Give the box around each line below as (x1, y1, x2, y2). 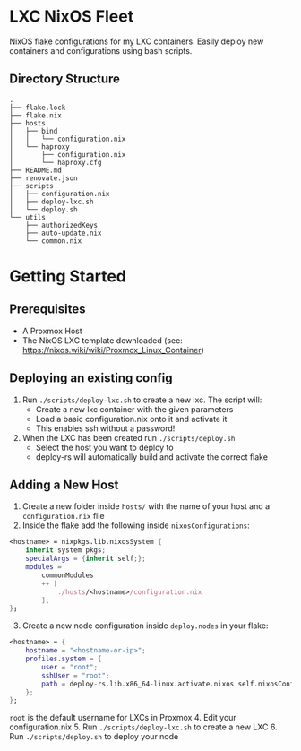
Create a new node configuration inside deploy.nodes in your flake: (21, 620, 269, 631)
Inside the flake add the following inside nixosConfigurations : (21, 520, 250, 531)
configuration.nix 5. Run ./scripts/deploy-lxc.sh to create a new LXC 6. (9, 721, 278, 732)
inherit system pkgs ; (25, 546, 106, 555)
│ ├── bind (9, 126, 58, 135)
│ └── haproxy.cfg (9, 158, 102, 167)
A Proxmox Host (21, 325, 82, 336)
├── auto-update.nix (25, 229, 102, 237)
